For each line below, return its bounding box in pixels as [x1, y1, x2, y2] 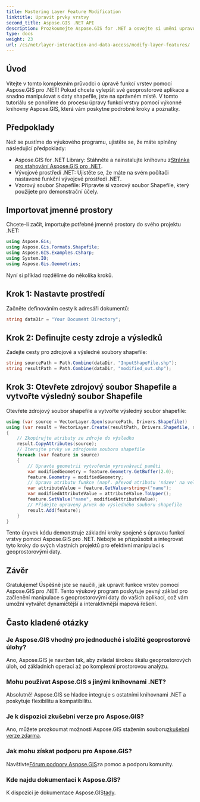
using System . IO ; [6, 255, 49, 261]
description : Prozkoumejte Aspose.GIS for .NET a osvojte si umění [6, 25, 177, 32]
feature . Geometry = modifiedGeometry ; [27, 474, 124, 480]
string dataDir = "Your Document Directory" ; [6, 316, 121, 322]
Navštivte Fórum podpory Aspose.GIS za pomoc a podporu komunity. [6, 760, 174, 767]
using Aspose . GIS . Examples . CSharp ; [6, 250, 95, 256]
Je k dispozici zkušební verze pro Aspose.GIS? [6, 713, 144, 721]
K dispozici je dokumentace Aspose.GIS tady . [6, 789, 116, 796]
